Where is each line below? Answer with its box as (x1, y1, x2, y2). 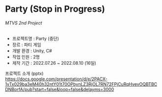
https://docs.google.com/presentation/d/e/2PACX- (5, 76, 108, 82)
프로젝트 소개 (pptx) (5, 71, 44, 76)
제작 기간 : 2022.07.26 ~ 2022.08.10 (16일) (12, 60, 97, 66)
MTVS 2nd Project (5, 20, 43, 25)
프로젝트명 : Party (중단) (12, 36, 59, 42)
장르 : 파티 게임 (12, 42, 41, 48)
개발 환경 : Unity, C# (12, 48, 53, 54)
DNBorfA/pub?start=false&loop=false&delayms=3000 (5, 87, 114, 93)
